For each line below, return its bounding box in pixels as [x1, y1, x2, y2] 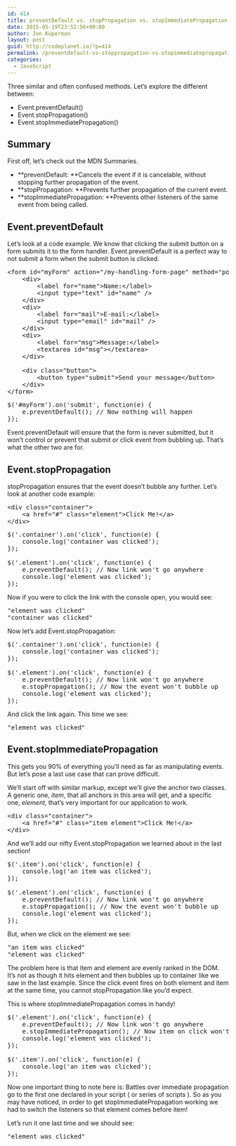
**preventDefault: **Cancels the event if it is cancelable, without [17, 170, 206, 179]
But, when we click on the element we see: [7, 929, 131, 938]
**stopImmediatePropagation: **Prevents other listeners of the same [17, 193, 218, 201]
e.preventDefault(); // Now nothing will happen [22, 408, 193, 416]
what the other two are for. [7, 443, 84, 452]
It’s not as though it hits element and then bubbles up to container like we [7, 971, 219, 979]
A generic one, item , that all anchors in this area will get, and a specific [7, 791, 212, 799]
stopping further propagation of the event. [17, 178, 140, 186]
